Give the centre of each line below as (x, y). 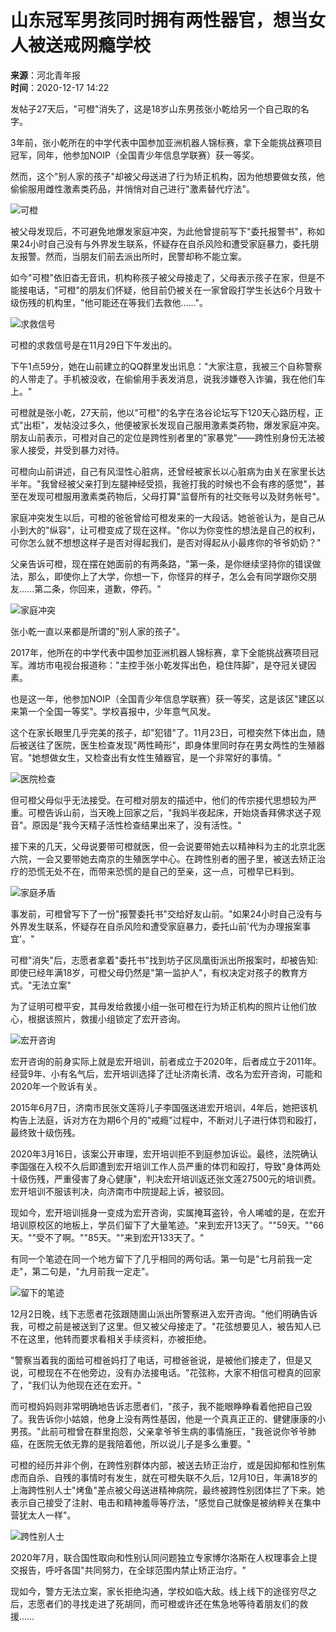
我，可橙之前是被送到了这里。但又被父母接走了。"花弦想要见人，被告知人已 (166, 1326)
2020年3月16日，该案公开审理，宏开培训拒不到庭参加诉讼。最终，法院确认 (164, 1153)
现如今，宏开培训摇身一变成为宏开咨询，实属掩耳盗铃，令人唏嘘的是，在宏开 (168, 1212)
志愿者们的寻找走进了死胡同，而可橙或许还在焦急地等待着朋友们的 (163, 1603)
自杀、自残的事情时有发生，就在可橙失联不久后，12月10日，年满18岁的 (172, 1477)
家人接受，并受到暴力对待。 (67, 450)
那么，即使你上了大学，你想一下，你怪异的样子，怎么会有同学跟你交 (167, 576)
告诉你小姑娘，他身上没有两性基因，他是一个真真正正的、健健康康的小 (181, 1418)
